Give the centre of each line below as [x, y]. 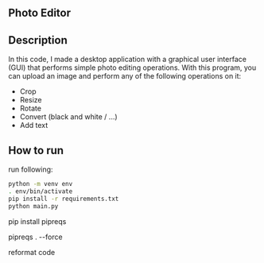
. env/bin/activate [41, 191]
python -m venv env [41, 184]
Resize [31, 100]
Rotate [31, 108]
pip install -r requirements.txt [64, 199]
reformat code [32, 252]
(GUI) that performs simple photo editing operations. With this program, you [132, 68]
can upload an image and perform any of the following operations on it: [125, 76]
